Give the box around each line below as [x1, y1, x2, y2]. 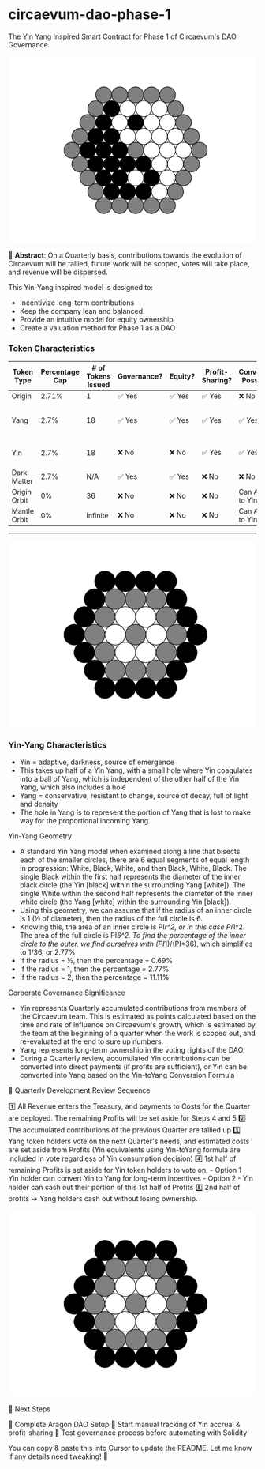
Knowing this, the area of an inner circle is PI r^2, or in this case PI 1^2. [19, 922, 245, 932]
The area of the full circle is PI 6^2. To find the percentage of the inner [19, 931, 246, 940]
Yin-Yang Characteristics [8, 739, 107, 750]
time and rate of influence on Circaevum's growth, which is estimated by [19, 1020, 256, 1030]
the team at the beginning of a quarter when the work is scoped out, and [19, 1029, 256, 1038]
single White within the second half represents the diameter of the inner [19, 889, 253, 898]
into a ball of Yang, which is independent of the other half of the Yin [19, 774, 240, 784]
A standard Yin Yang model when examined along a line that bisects [19, 847, 241, 857]
